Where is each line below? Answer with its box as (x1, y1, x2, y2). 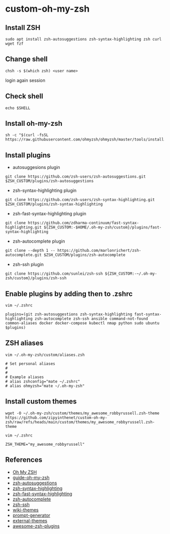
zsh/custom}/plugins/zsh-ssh (5, 276, 67, 281)
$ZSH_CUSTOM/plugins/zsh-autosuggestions (5, 179, 94, 184)
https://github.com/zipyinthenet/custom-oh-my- (5, 415, 108, 420)
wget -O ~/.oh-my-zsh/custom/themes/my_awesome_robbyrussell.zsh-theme (5, 411, 159, 416)
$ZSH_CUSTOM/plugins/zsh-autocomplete (44, 252, 125, 258)
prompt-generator (12, 512, 51, 518)
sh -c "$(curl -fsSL (5, 132, 49, 138)
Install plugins (5, 151, 51, 159)
